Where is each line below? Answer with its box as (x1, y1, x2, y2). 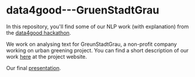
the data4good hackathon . (6, 29, 71, 36)
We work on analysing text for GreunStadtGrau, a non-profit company (6, 41, 177, 48)
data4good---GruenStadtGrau (6, 4, 159, 17)
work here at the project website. (6, 53, 87, 60)
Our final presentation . (6, 64, 61, 71)
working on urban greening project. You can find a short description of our (6, 46, 189, 53)
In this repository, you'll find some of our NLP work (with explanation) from (6, 23, 189, 30)
